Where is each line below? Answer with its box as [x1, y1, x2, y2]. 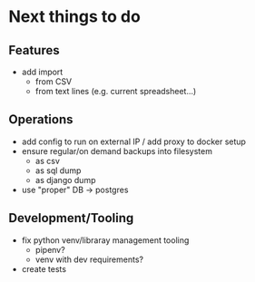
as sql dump [34, 165, 82, 176]
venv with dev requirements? [34, 254, 144, 265]
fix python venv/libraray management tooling [21, 234, 190, 246]
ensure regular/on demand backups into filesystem [21, 145, 212, 156]
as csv [34, 155, 61, 166]
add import [21, 66, 64, 77]
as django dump [34, 174, 96, 185]
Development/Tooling [8, 210, 134, 226]
